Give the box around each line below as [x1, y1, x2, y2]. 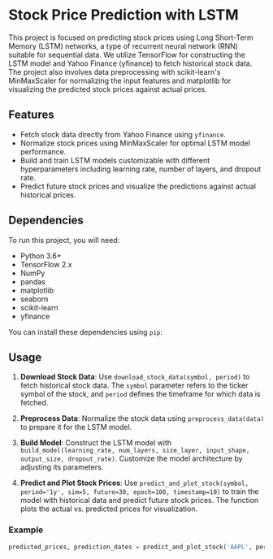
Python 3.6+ [19, 250, 63, 261]
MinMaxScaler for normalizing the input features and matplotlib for [8, 76, 232, 85]
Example [8, 524, 44, 535]
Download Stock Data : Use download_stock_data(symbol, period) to [19, 372, 250, 382]
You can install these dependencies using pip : [8, 327, 163, 336]
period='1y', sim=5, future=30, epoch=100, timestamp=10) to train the [19, 487, 259, 496]
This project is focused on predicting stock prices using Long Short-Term [8, 32, 253, 42]
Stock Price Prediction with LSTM [8, 6, 239, 24]
